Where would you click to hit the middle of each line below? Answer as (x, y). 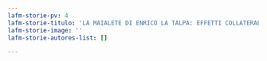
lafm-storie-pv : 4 (38, 15)
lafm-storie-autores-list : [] (58, 38)
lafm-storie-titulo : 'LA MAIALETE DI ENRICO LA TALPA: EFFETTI (115, 23)
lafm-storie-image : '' (45, 30)
